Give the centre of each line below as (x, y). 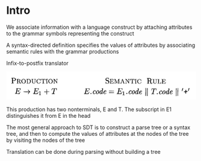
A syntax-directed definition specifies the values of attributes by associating (101, 45)
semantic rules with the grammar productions (63, 51)
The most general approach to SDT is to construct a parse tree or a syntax (98, 127)
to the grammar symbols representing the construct (70, 33)
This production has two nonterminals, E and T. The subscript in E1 (89, 109)
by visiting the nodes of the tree (46, 140)
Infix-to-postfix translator (38, 63)
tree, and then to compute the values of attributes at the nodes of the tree (97, 134)
